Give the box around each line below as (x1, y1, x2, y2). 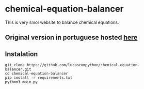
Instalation (5, 50, 38, 58)
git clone (5, 63, 25, 68)
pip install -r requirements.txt (5, 75, 73, 80)
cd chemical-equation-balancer (5, 71, 68, 76)
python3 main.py (5, 80, 38, 85)
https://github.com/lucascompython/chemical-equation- (26, 63, 140, 68)
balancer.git (5, 67, 32, 72)
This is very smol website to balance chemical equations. (5, 19, 119, 25)
